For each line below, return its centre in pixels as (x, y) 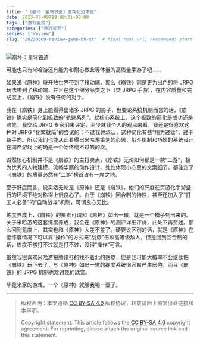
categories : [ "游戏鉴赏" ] (37, 28)
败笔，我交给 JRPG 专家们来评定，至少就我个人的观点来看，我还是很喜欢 (95, 125)
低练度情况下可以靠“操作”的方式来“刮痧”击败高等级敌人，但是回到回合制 (94, 237)
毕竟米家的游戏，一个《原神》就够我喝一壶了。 (63, 285)
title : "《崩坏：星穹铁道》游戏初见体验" (51, 12)
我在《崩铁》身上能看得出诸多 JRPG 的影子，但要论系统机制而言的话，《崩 (97, 110)
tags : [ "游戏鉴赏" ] (29, 23)
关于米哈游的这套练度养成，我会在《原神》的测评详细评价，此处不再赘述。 (97, 222)
